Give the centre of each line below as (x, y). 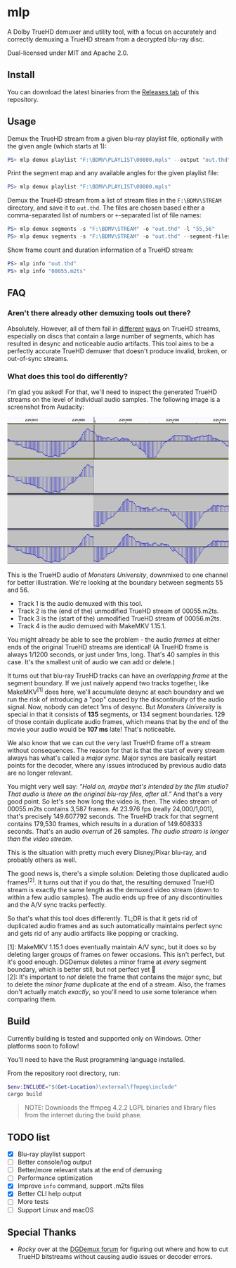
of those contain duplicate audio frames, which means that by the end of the (118, 722)
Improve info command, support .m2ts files (80, 1186)
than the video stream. (40, 839)
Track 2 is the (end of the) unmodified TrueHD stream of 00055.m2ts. (118, 611)
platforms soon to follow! (43, 1046)
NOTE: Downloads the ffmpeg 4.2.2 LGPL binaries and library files (120, 1108)
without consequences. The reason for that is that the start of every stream (116, 751)
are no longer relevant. (40, 773)
